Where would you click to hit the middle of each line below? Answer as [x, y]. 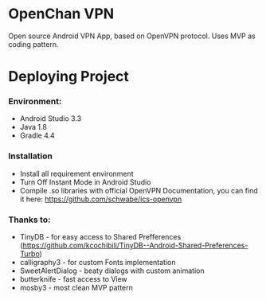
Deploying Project [69, 77]
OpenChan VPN [61, 14]
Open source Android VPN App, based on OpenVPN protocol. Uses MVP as [132, 36]
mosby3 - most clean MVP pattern [76, 288]
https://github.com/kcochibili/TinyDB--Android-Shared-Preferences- [135, 245]
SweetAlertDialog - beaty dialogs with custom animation [112, 271]
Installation [31, 156]
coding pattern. [33, 44]
